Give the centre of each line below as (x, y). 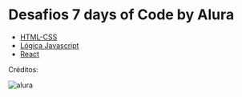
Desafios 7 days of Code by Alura (121, 15)
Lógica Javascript (49, 45)
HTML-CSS (38, 37)
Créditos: (23, 69)
